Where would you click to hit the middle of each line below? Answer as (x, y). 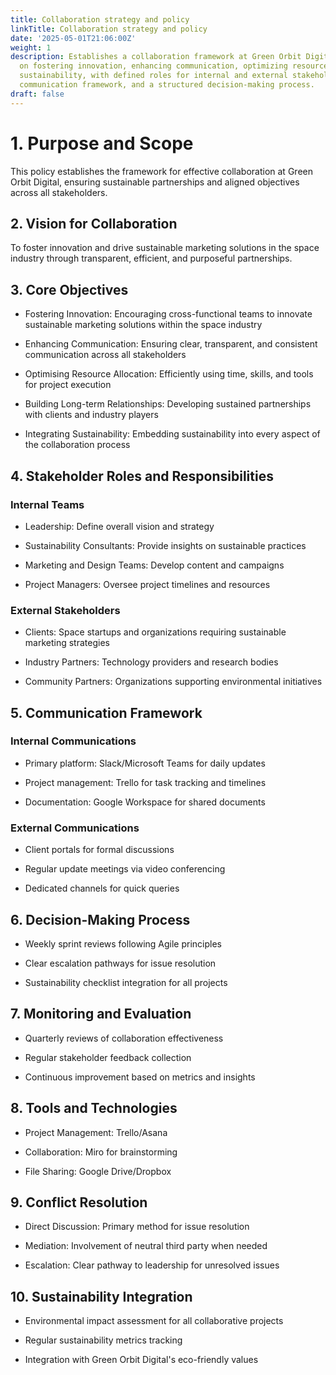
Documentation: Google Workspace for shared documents (145, 802)
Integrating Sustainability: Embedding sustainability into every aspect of (172, 434)
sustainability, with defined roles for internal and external (153, 76)
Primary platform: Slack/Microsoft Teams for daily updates (145, 763)
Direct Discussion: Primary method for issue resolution (137, 1227)
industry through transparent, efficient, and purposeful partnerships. (151, 258)
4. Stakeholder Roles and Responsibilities (142, 476)
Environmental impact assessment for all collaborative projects (154, 1321)
